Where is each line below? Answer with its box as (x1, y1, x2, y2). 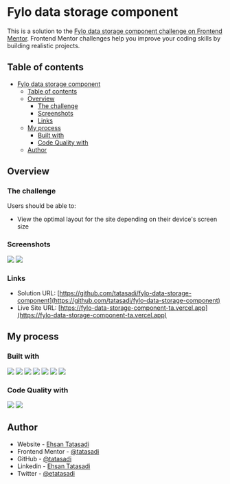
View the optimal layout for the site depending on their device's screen (16, 215, 218, 224)
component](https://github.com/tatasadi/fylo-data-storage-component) (16, 297, 221, 305)
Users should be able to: (7, 202, 77, 210)
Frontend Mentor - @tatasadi (16, 447, 100, 455)
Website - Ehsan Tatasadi (16, 440, 90, 448)
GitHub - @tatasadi (16, 454, 72, 463)
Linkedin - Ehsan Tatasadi (16, 462, 91, 470)
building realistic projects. (7, 41, 80, 50)
